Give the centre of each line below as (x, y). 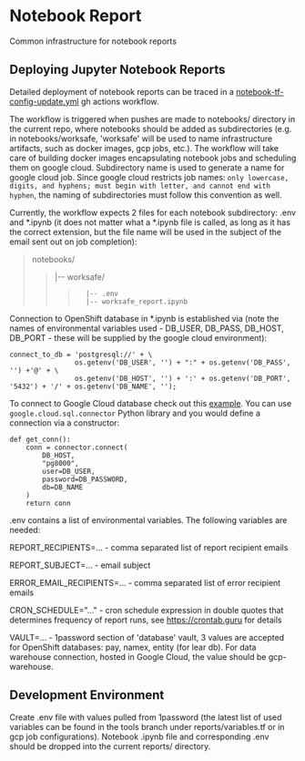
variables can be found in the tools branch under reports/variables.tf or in (147, 726)
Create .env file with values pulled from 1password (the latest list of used (146, 717)
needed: (25, 530)
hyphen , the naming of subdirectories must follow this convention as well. (146, 195)
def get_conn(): (40, 439)
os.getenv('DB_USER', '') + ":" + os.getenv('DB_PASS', (183, 362)
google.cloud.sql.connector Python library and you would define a (135, 413)
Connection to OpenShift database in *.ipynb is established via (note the (144, 318)
